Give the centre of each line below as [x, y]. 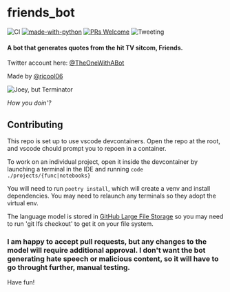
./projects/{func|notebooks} [49, 176]
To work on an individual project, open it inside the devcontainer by [103, 161]
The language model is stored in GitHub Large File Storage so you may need [115, 216]
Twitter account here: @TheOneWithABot [66, 63]
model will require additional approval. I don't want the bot [106, 250]
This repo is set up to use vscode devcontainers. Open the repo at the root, [114, 141]
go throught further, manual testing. [69, 267]
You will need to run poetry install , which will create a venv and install [109, 188]
